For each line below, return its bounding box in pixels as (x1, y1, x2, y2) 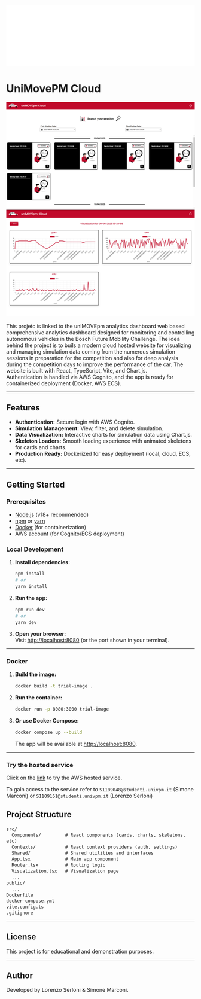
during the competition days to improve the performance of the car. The (6, 361, 184, 368)
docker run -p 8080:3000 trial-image (14, 706, 109, 712)
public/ (6, 880, 26, 886)
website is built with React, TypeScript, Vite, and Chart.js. (6, 367, 148, 374)
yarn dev (14, 619, 37, 625)
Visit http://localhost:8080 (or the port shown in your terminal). (14, 636, 170, 644)
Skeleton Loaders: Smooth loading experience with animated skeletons (14, 437, 192, 444)
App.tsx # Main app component (11, 856, 119, 862)
